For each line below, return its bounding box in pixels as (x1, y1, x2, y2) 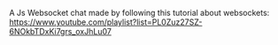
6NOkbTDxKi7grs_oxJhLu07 (9, 26, 112, 36)
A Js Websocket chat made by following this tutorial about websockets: (9, 8, 270, 18)
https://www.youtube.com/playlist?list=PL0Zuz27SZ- (9, 17, 203, 27)
